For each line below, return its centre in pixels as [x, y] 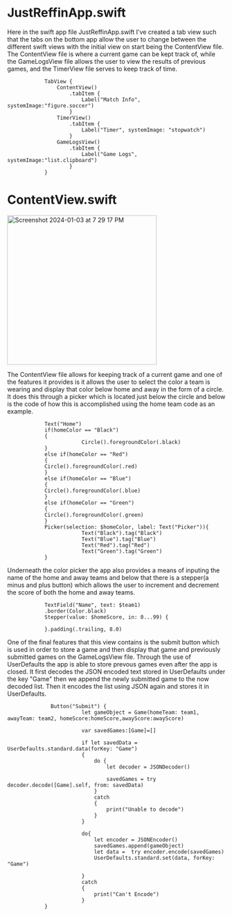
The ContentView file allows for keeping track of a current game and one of [115, 374]
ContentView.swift [62, 200]
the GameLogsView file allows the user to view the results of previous [107, 61]
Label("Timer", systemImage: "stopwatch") [144, 130]
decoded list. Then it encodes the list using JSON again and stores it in [108, 686]
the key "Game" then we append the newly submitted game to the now [108, 679]
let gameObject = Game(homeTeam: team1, [140, 712]
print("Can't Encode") [126, 894]
